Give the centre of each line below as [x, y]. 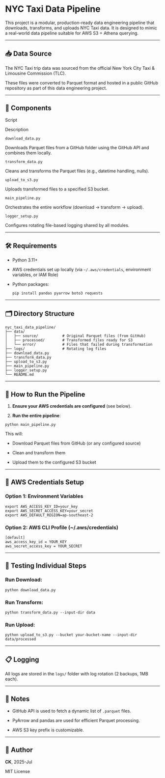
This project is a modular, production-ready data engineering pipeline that [80, 23]
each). [12, 679]
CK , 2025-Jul [19, 762]
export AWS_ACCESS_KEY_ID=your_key [41, 506]
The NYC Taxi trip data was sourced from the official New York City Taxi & [80, 68]
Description [17, 129]
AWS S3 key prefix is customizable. [48, 730]
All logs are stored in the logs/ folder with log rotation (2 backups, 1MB [77, 674]
